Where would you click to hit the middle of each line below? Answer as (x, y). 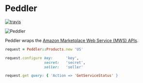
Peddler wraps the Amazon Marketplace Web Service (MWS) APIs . (72, 40)
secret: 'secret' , (65, 62)
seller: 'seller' (64, 67)
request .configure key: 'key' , (42, 58)
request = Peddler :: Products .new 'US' (44, 49)
